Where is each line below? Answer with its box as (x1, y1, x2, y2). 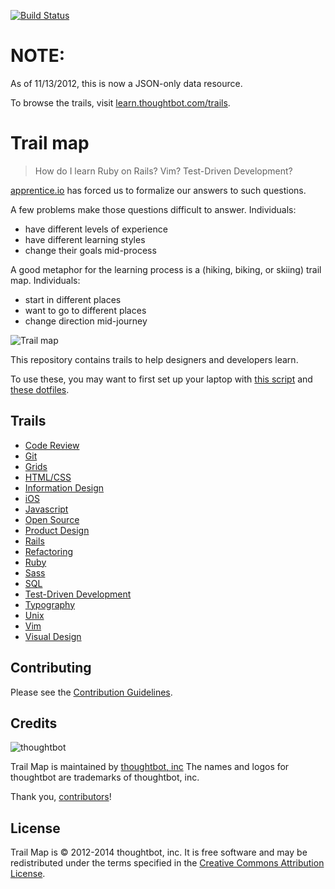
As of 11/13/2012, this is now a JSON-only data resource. (10, 77, 243, 89)
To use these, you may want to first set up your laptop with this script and (10, 373, 313, 385)
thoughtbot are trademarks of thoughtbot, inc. (10, 771, 200, 784)
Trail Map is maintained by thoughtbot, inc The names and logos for (10, 761, 290, 773)
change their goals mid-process (24, 244, 157, 256)
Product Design (24, 524, 90, 536)
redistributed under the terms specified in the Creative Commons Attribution (10, 857, 325, 869)
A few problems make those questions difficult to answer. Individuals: (10, 203, 297, 215)
